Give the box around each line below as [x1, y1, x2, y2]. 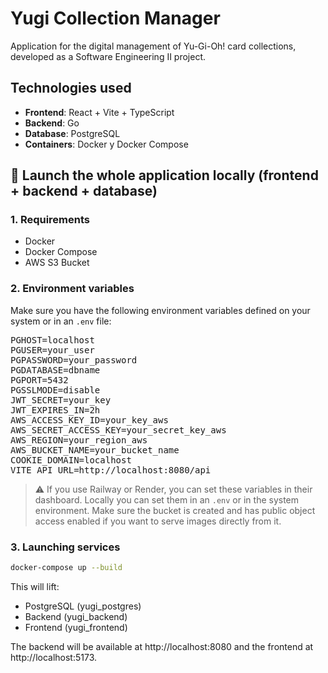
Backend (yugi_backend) [24, 610, 128, 622]
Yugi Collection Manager [10, 7, 221, 30]
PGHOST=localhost [10, 334, 95, 346]
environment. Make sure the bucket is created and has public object [34, 504, 316, 516]
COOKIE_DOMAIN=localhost [10, 454, 132, 466]
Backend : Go [24, 117, 80, 129]
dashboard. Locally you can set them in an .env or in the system [34, 493, 300, 506]
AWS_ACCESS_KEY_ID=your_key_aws [10, 414, 169, 426]
